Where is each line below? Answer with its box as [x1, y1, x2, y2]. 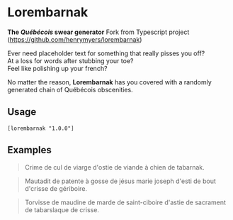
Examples [7, 144, 52, 156]
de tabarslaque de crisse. [24, 205, 99, 214]
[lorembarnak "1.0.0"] [7, 125, 74, 132]
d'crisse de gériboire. [24, 184, 87, 192]
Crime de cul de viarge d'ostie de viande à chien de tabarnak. [24, 163, 205, 171]
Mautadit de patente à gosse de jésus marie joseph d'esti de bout [24, 177, 216, 185]
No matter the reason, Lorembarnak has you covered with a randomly [7, 77, 212, 86]
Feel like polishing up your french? [7, 64, 108, 72]
